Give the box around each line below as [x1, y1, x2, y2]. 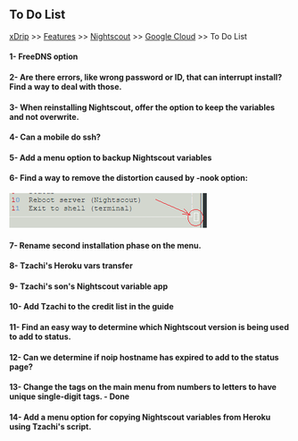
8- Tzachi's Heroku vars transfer [9, 260, 134, 271]
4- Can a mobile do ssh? [9, 131, 101, 142]
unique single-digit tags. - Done [9, 391, 130, 402]
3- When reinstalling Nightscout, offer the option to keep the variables [9, 102, 275, 113]
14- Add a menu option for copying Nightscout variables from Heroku [9, 411, 271, 422]
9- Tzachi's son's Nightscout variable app [9, 281, 168, 292]
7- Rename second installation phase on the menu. [9, 240, 202, 250]
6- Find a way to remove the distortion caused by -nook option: [9, 173, 248, 183]
